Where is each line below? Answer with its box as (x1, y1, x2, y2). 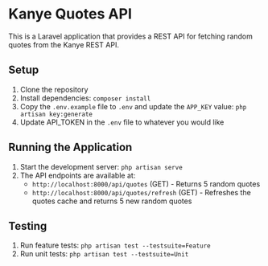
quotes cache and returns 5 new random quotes (31, 196, 192, 206)
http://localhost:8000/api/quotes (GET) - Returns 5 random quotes (31, 178, 261, 189)
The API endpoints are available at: (19, 170, 136, 180)
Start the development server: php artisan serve (19, 162, 183, 171)
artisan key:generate (19, 110, 93, 118)
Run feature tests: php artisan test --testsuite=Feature (19, 240, 211, 250)
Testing (8, 219, 47, 233)
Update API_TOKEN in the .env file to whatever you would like (19, 117, 225, 127)
